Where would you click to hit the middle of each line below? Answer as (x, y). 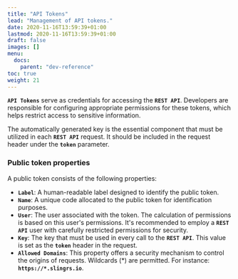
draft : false (27, 41)
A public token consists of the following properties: (82, 178)
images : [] (24, 47)
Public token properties (49, 163)
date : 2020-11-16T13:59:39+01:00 (57, 27)
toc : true (22, 73)
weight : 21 (24, 80)
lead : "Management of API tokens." (60, 21)
